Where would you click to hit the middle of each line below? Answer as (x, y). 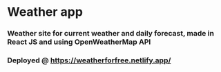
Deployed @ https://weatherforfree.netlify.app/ (89, 60)
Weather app (45, 12)
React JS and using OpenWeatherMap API (79, 42)
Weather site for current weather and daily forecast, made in (110, 34)
